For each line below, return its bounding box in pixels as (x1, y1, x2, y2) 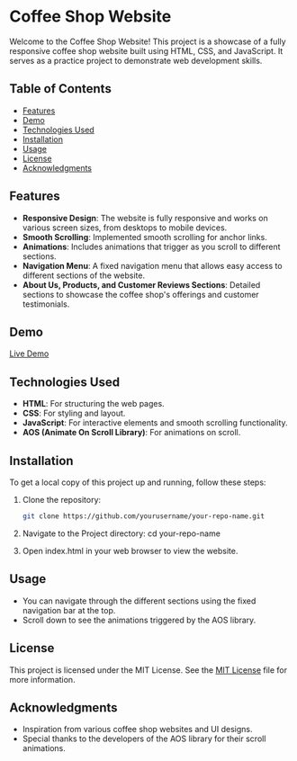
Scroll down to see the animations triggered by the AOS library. (22, 614, 256, 625)
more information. (9, 674, 76, 685)
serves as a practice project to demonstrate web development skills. (9, 55, 263, 66)
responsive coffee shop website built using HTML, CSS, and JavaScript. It (9, 45, 283, 56)
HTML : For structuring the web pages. (22, 398, 165, 409)
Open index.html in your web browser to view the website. (22, 545, 238, 556)
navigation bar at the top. (22, 604, 116, 615)
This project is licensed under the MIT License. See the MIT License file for (9, 664, 288, 676)
